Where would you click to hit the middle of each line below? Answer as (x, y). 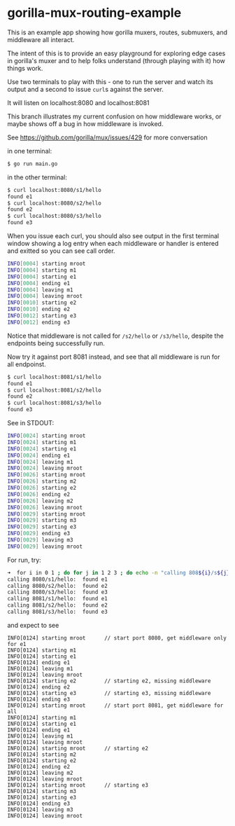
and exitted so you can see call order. (61, 251)
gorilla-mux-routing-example (94, 13)
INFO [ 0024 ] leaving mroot (45, 468)
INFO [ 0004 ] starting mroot (47, 264)
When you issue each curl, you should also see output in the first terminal (113, 236)
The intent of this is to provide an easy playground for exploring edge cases (116, 53)
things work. (25, 68)
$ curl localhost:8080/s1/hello (54, 190)
